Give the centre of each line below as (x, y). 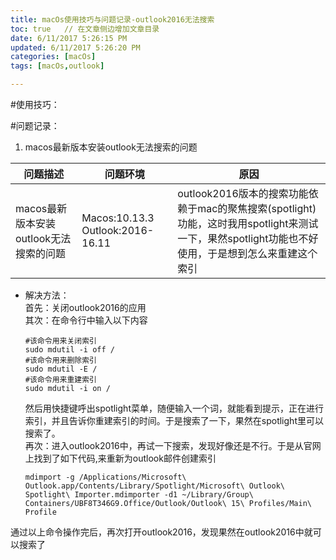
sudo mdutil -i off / (69, 350)
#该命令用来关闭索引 (60, 341)
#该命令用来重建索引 (60, 380)
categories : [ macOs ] (53, 57)
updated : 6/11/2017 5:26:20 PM (75, 47)
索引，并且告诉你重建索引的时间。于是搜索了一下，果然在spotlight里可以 (174, 420)
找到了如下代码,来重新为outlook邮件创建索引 (125, 458)
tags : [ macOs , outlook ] (57, 66)
